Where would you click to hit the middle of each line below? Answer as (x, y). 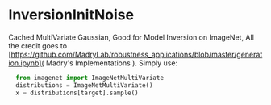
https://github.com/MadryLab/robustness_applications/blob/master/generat (137, 54)
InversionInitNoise (71, 15)
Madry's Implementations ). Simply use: (112, 63)
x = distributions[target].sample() (77, 93)
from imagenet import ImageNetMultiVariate (90, 78)
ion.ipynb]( (26, 63)
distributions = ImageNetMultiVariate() (84, 85)
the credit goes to (38, 45)
